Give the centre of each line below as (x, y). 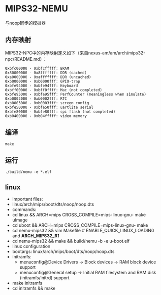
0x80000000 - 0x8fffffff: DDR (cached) (46, 73)
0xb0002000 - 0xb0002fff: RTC (36, 99)
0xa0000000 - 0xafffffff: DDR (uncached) (48, 77)
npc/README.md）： (26, 59)
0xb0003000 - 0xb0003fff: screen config (47, 103)
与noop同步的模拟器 (25, 23)
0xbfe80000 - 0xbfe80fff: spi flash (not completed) (60, 112)
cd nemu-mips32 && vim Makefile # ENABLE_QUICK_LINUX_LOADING (83, 231)
